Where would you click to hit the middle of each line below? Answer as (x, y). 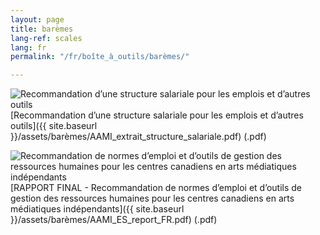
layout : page (37, 19)
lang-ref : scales (46, 38)
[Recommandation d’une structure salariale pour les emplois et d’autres (157, 115)
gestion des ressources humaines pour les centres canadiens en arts (152, 198)
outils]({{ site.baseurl (54, 126)
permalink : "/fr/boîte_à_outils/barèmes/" (100, 57)
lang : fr (28, 47)
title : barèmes (42, 29)
